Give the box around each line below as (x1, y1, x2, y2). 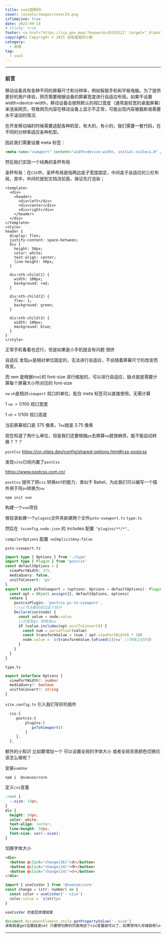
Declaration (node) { (14, 610, 56, 615)
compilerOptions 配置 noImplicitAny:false (5, 536, 93, 542)
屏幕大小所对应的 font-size (18, 380, 73, 386)
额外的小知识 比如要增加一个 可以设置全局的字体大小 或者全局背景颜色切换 (5, 748, 156, 754)
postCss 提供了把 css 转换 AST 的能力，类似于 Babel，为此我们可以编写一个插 (5, 479, 158, 485)
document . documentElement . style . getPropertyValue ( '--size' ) (5, 919, 132, 924)
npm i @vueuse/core (5, 775, 48, 780)
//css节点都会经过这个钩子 (14, 605, 62, 610)
